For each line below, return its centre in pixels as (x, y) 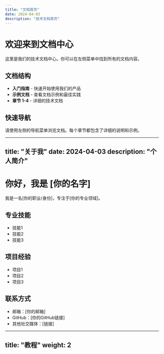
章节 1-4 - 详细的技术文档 (38, 101)
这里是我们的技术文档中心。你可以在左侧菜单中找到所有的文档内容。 (73, 59)
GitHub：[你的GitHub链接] (38, 317)
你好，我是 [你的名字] (48, 184)
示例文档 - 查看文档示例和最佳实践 (47, 95)
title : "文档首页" (22, 10)
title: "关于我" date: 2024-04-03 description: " (78, 152)
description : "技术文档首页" (32, 19)
